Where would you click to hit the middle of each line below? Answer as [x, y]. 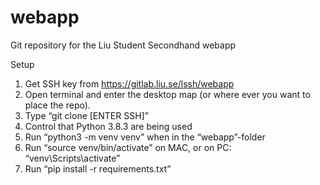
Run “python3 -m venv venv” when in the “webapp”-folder [145, 137]
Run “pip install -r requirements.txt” [98, 168]
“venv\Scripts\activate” [72, 158]
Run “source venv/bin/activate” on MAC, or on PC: [128, 147]
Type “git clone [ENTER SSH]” [86, 115]
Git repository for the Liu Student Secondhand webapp [123, 45]
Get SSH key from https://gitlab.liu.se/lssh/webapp [129, 83]
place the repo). [57, 105]
